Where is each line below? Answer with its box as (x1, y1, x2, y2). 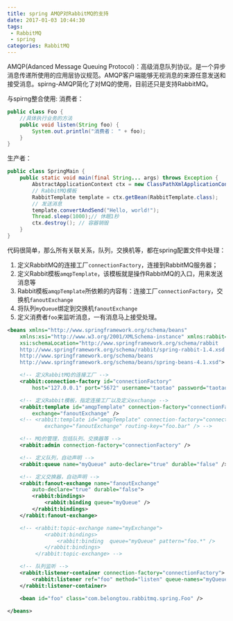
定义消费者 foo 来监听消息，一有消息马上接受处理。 (17, 313, 161, 321)
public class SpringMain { (7, 168, 85, 175)
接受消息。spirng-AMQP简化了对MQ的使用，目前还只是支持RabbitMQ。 (7, 80, 213, 88)
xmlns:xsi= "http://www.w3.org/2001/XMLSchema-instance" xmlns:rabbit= (19, 333, 228, 340)
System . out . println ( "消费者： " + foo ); (32, 128, 146, 135)
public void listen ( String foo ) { (19, 121, 119, 129)
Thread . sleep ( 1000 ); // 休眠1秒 (32, 213, 119, 220)
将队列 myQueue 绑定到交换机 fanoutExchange (17, 304, 138, 313)
